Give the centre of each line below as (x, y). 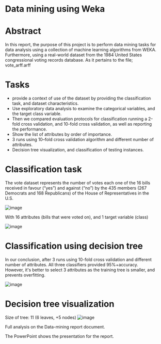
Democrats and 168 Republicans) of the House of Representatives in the (77, 193)
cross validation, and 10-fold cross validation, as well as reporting (86, 124)
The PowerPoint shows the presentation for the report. (59, 336)
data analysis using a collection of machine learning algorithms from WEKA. (81, 50)
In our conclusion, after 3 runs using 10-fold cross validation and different (78, 259)
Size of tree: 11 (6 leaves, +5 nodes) (41, 317)
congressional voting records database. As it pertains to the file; (69, 60)
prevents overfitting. (25, 275)
